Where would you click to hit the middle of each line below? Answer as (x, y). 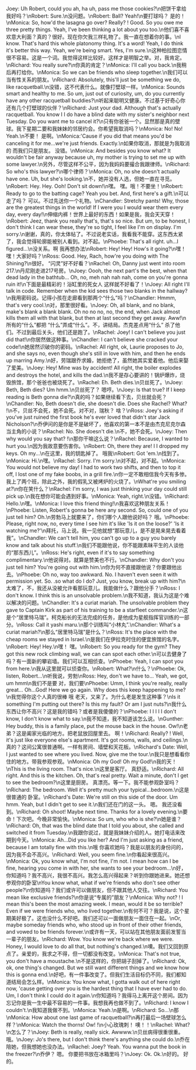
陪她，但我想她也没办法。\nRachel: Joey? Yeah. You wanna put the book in (96, 1047)
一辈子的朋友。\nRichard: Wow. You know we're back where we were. (90, 939)
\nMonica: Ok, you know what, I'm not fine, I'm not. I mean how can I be (92, 861)
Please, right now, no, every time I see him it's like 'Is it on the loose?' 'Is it (95, 524)
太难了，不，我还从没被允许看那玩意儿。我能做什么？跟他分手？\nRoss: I (93, 588)
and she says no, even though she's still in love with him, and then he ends (96, 353)
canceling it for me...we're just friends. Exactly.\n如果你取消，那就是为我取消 (98, 143)
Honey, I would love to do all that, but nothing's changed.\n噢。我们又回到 (95, 946)
